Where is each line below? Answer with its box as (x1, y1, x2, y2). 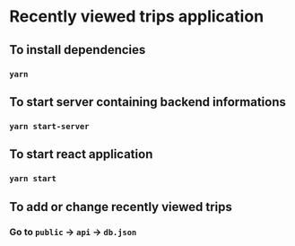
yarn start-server (9, 121, 90, 131)
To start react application (9, 146, 153, 163)
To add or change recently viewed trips (9, 199, 233, 215)
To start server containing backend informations (9, 94, 287, 110)
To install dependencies (9, 42, 146, 57)
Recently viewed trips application (9, 6, 265, 27)
